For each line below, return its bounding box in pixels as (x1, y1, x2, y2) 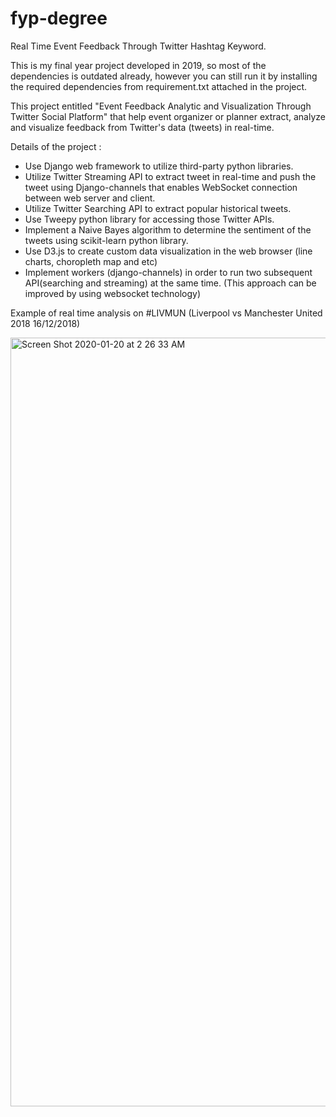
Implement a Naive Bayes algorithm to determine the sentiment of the (24, 223, 312, 236)
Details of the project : (10, 140, 102, 152)
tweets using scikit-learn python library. (24, 234, 189, 246)
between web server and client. (24, 192, 156, 204)
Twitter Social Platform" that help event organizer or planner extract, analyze (10, 110, 326, 122)
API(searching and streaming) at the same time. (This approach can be (24, 277, 317, 289)
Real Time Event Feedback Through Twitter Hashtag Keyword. (10, 40, 267, 52)
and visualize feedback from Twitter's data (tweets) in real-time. (10, 121, 275, 133)
